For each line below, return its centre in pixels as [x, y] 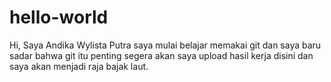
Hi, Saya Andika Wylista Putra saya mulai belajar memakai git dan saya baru [165, 45]
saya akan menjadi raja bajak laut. [79, 66]
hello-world [59, 17]
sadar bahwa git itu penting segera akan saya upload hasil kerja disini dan [161, 55]
